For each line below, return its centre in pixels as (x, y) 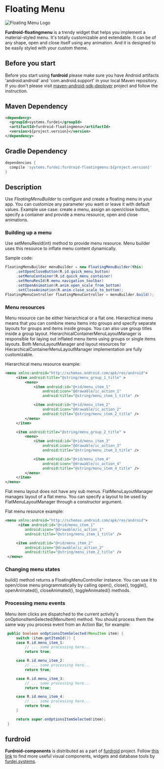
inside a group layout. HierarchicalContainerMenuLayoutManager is (73, 334)
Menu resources (25, 307)
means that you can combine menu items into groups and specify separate (81, 323)
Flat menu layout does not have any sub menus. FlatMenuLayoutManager (79, 492)
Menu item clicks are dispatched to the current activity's (62, 614)
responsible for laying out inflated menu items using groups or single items (80, 338)
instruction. (16, 91)
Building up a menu (28, 233)
